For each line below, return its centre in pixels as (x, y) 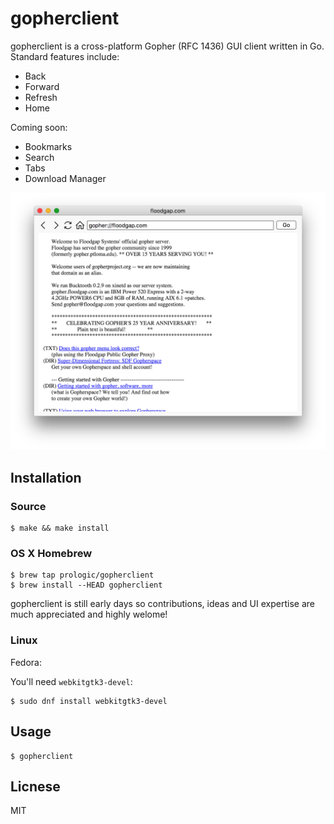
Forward (42, 86)
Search (39, 157)
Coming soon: (39, 127)
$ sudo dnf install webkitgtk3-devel (89, 701)
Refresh (41, 97)
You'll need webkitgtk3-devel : (71, 681)
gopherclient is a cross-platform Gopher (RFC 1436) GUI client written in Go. (167, 46)
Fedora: (26, 662)
